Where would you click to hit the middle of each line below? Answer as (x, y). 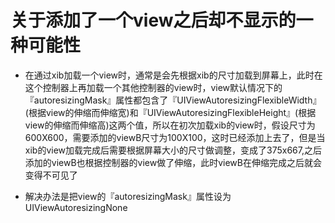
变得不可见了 (51, 175)
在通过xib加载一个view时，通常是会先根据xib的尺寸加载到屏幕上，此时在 (173, 75)
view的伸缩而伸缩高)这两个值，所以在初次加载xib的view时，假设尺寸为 (170, 125)
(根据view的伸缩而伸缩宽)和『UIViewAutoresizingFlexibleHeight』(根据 (170, 112)
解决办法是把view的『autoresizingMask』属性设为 (128, 196)
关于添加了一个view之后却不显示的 (153, 20)
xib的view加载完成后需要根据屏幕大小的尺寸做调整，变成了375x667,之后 (173, 150)
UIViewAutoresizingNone (76, 207)
